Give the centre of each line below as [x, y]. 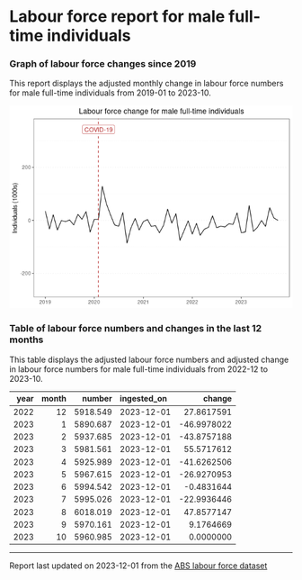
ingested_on [144, 399]
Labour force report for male [117, 17]
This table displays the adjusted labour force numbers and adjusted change [149, 359]
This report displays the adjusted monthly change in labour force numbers [147, 84]
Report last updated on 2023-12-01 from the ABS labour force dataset [138, 566]
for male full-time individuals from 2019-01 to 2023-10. [110, 93]
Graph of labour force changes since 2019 [103, 64]
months [27, 340]
